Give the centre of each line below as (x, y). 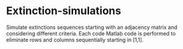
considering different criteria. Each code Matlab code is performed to (91, 33)
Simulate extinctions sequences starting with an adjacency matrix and (92, 27)
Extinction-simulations (64, 11)
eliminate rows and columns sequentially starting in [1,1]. (75, 40)
